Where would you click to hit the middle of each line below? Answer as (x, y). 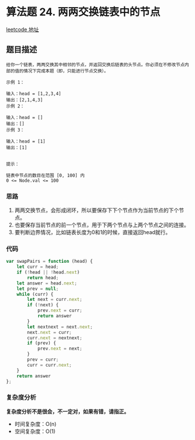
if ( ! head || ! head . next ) (48, 273)
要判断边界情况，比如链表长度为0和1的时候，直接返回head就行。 (93, 232)
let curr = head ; (38, 267)
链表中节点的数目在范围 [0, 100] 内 (45, 175)
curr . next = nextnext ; (55, 338)
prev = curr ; (43, 360)
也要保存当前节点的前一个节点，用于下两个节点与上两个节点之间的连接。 (102, 225)
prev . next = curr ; (60, 311)
